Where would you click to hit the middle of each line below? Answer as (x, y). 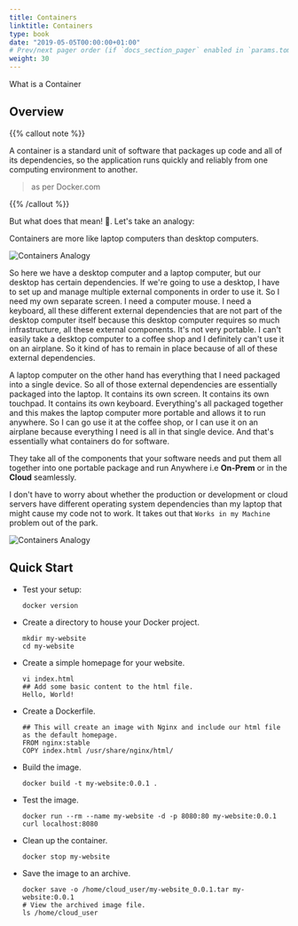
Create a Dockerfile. (59, 711)
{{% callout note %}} (47, 133)
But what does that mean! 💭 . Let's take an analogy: (102, 221)
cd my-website (48, 646)
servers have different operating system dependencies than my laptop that (145, 504)
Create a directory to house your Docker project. (110, 622)
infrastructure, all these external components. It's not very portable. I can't (145, 329)
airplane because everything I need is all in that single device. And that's (141, 431)
